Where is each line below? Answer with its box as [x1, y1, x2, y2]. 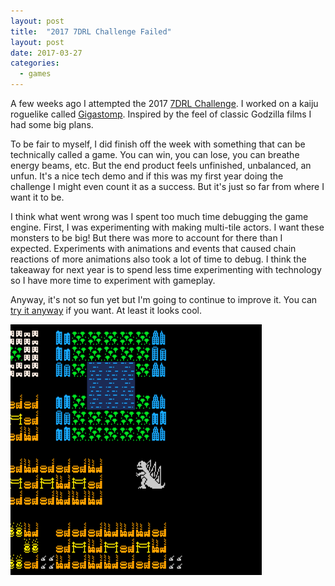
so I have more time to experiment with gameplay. [10, 275, 216, 286]
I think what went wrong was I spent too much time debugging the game [10, 211, 309, 222]
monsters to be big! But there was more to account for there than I [10, 232, 283, 244]
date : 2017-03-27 [10, 48, 83, 58]
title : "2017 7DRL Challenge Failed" [10, 26, 172, 37]
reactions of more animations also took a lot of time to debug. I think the [10, 253, 307, 265]
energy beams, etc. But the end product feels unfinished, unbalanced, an [10, 160, 312, 171]
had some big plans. [10, 119, 94, 130]
